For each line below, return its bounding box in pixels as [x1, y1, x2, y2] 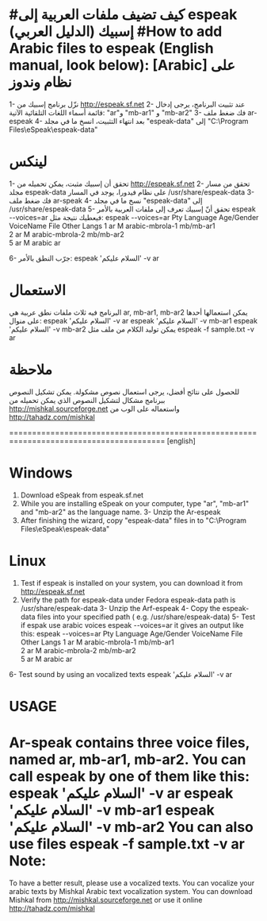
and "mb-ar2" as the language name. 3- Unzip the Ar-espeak [20, 507, 221, 517]
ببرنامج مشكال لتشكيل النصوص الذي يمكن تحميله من [9, 395, 166, 404]
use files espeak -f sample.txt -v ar [9, 835, 245, 853]
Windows [9, 463, 73, 482]
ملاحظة [9, 361, 52, 378]
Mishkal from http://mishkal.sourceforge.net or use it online [9, 895, 203, 904]
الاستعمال [9, 281, 67, 300]
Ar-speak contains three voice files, [9, 733, 250, 752]
